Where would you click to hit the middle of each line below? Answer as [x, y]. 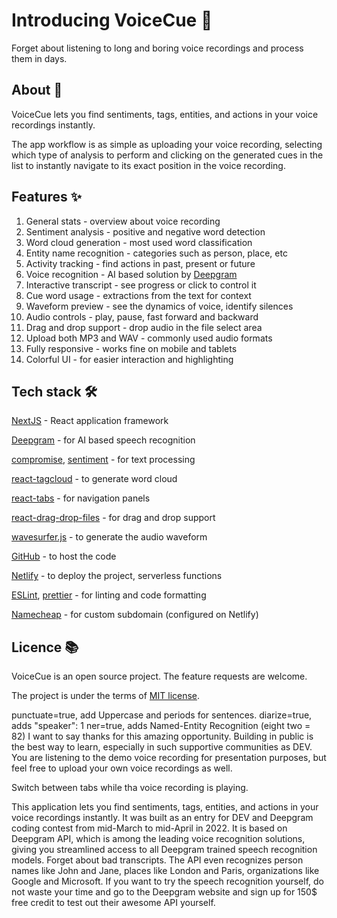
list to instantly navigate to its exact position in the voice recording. [148, 165]
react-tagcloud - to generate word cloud [94, 479]
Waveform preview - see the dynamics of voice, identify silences [159, 306]
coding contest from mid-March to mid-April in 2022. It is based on [149, 828]
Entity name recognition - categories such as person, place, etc [156, 253]
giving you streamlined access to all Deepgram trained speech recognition [164, 850]
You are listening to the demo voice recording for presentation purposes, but [169, 758]
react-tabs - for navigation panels [81, 498]
